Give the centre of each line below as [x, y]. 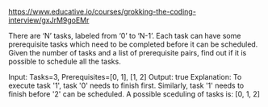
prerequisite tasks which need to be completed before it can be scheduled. [133, 44]
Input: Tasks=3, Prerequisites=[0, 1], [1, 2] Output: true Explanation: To [125, 77]
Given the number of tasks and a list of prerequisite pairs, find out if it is [128, 53]
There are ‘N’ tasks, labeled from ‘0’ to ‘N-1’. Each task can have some [125, 36]
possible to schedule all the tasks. [65, 61]
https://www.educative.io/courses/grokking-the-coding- [102, 12]
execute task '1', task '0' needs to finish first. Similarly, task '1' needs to [126, 85]
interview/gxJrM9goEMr [49, 20]
